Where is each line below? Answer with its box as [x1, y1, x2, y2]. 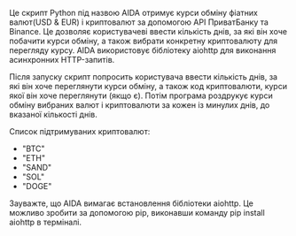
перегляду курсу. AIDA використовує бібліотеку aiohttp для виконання [9, 45, 277, 56]
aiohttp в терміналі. [9, 217, 82, 227]
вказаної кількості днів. [9, 110, 97, 119]
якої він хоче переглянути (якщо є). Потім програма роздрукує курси [9, 90, 273, 101]
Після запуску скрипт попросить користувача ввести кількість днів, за [9, 72, 277, 82]
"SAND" [21, 163, 52, 172]
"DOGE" [21, 181, 52, 191]
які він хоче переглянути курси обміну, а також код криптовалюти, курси [9, 81, 288, 91]
